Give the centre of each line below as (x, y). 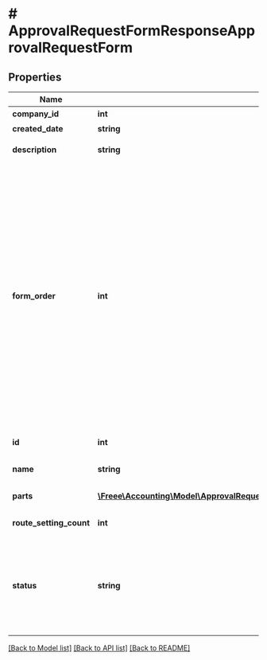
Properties (35, 77)
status (25, 586)
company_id (36, 114)
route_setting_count (51, 523)
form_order (34, 296)
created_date (38, 129)
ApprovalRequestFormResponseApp (132, 31)
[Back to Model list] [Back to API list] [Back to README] (99, 648)
